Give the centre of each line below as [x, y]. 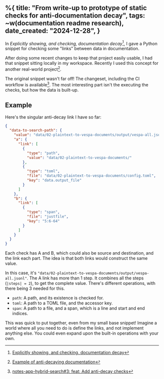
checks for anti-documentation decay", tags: [75, 16]
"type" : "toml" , [43, 171]
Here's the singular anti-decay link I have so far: [53, 117]
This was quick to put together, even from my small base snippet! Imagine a [81, 323]
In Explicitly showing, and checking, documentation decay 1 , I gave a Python [81, 43]
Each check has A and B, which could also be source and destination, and [79, 253]
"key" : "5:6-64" [43, 221]
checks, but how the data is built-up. [42, 90]
